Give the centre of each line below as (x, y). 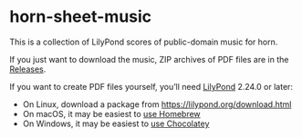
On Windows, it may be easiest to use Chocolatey (116, 123)
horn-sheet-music (81, 17)
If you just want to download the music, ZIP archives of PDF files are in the (149, 59)
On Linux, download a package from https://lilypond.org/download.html (157, 104)
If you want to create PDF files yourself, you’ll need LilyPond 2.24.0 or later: (151, 86)
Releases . (28, 69)
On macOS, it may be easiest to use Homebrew (111, 113)
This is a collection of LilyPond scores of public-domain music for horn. (144, 42)
